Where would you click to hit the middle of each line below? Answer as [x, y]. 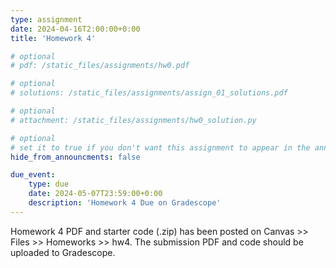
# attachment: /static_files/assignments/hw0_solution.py [133, 120]
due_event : [33, 175]
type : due [49, 184]
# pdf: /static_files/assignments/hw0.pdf [100, 66]
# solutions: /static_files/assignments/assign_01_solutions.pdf [149, 93]
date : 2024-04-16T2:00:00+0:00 [75, 29]
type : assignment [46, 19]
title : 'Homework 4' [53, 38]
